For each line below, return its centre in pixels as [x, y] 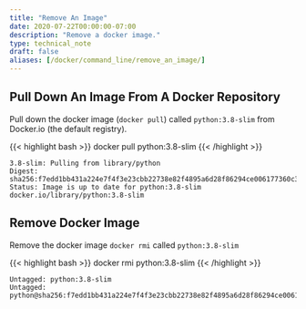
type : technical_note [51, 43]
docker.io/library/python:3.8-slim [77, 195]
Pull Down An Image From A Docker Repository [145, 97]
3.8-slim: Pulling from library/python [85, 163]
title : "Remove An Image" [58, 18]
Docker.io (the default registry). [68, 129]
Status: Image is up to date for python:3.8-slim [106, 187]
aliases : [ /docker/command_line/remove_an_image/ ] [107, 60]
